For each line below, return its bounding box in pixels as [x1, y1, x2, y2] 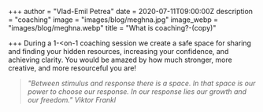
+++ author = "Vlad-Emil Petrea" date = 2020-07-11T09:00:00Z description [8, 7, 254, 16]
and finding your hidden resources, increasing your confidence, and [8, 47, 229, 56]
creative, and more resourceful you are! [8, 63, 136, 73]
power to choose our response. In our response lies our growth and [27, 87, 246, 96]
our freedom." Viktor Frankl [27, 96, 117, 104]
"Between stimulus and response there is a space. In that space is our [27, 78, 256, 88]
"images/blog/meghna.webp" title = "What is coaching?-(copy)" [8, 23, 217, 32]
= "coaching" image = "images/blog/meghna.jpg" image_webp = [8, 15, 219, 24]
